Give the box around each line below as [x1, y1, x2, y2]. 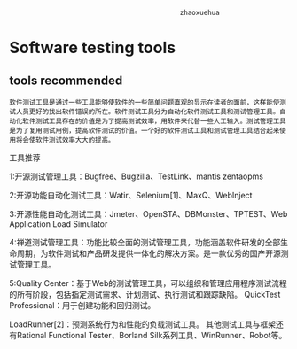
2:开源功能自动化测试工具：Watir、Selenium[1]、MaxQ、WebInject [9, 190, 253, 200]
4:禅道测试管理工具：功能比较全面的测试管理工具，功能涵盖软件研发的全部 [9, 237, 281, 247]
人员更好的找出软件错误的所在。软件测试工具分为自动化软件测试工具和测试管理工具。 [15, 107, 280, 116]
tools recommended [9, 73, 123, 88]
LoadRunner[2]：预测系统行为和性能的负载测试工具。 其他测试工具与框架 [9, 319, 277, 330]
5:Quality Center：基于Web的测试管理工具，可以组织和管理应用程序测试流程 [9, 278, 287, 288]
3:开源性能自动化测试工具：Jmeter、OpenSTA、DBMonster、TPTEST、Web [9, 209, 288, 219]
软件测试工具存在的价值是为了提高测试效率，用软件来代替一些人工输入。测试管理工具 [21, 117, 286, 126]
